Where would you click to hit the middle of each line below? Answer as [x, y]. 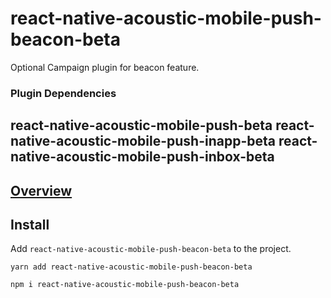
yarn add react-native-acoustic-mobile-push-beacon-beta [131, 267]
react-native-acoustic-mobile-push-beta [141, 125]
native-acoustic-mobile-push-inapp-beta [143, 141]
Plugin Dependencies [63, 93]
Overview [41, 190]
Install [30, 225]
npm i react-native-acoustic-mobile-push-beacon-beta [125, 285]
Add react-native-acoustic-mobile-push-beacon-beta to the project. [151, 249]
